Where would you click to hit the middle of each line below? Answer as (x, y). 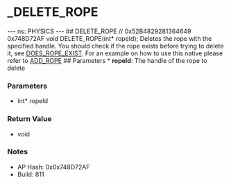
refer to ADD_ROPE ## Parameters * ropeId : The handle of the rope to (107, 60)
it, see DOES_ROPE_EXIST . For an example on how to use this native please (115, 53)
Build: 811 (31, 174)
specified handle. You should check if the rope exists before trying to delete (115, 46)
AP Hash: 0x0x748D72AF (53, 167)
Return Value (29, 119)
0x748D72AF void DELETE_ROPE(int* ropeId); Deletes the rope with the (110, 38)
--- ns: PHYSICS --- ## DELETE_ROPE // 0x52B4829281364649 (99, 31)
